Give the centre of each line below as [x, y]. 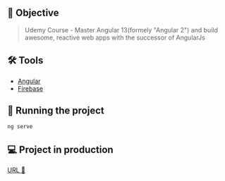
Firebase [30, 88]
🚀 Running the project [56, 111]
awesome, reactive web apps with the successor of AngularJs [115, 37]
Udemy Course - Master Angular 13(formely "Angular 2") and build [121, 30]
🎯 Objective [33, 13]
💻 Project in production [61, 150]
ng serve [20, 127]
